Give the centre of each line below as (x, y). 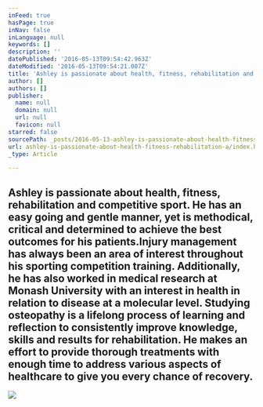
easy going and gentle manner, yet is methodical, (131, 217)
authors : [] (27, 88)
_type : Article (33, 154)
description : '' (34, 52)
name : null (33, 103)
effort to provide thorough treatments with (114, 352)
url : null (31, 118)
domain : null (36, 111)
